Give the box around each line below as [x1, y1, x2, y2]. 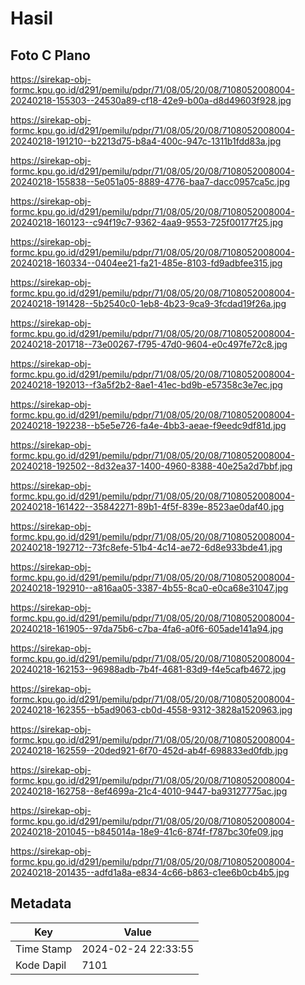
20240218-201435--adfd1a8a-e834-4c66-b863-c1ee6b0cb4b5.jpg [10, 867, 290, 878]
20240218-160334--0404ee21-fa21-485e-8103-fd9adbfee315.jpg [10, 257, 283, 269]
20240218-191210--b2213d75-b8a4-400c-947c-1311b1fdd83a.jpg [10, 135, 282, 147]
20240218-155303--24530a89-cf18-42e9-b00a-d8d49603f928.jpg [10, 95, 292, 106]
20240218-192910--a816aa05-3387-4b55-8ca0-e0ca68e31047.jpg [10, 582, 289, 594]
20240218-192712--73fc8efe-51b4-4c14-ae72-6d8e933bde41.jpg [10, 542, 283, 553]
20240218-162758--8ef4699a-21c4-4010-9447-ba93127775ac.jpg [10, 785, 288, 797]
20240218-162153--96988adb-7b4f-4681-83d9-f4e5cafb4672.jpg [10, 663, 287, 675]
